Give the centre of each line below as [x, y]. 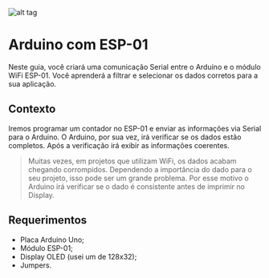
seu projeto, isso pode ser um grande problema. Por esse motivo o [138, 178]
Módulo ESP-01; [47, 248]
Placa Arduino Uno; [52, 240]
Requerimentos [48, 220]
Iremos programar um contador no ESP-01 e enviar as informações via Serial [135, 128]
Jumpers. [36, 265]
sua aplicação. [33, 83]
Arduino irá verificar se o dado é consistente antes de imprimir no [136, 186]
